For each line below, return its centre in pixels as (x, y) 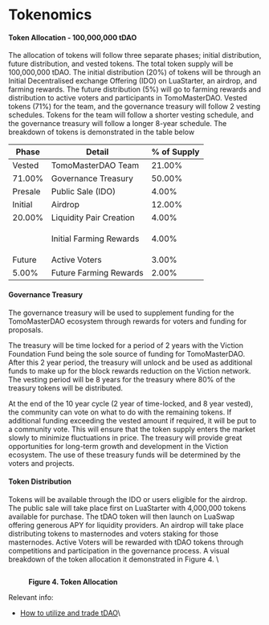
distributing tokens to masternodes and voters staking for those (114, 533)
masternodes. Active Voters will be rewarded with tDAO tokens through (126, 542)
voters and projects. (41, 463)
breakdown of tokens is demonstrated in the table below (102, 132)
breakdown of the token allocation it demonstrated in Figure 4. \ (114, 559)
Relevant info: (31, 597)
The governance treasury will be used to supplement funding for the (121, 312)
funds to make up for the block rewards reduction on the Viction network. (130, 370)
